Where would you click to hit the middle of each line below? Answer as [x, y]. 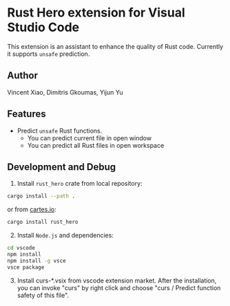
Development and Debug [61, 167]
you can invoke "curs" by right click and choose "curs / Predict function [119, 287]
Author [22, 76]
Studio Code [43, 27]
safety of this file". [43, 295]
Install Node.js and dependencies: [65, 236]
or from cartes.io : [32, 209]
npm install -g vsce [37, 260]
